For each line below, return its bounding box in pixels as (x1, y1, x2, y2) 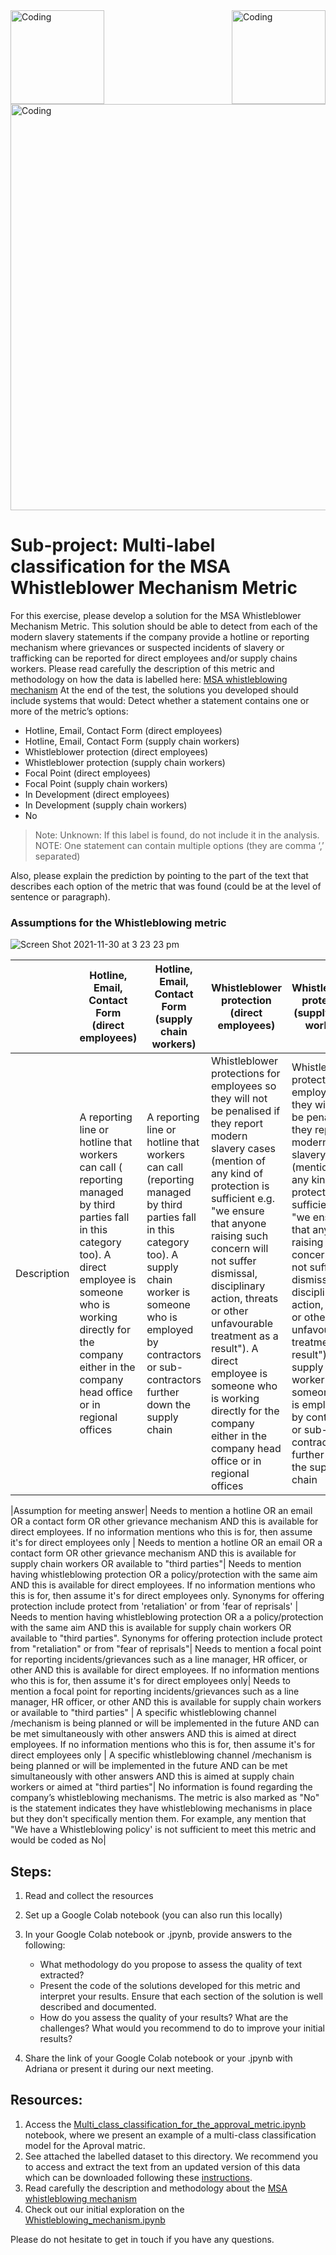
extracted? (39, 1969, 85, 1981)
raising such (210, 1229, 269, 1243)
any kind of (210, 1167, 264, 1181)
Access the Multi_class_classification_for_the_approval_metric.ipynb (24, 2118, 307, 2130)
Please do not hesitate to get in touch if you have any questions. (10, 2233, 275, 2245)
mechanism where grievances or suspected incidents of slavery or (10, 641, 285, 653)
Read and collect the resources (24, 1890, 154, 1902)
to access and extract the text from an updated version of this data (24, 2160, 301, 2173)
